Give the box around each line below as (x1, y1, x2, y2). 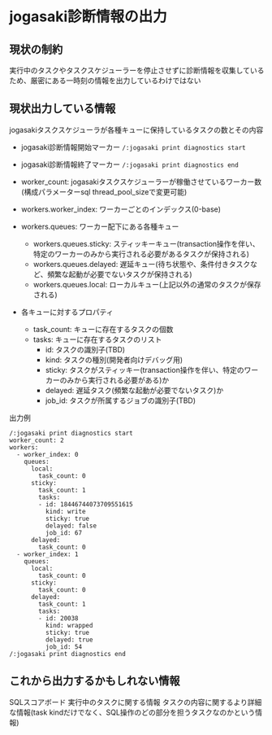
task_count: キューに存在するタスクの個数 (32, 324, 174, 334)
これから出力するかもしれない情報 (9, 674, 180, 688)
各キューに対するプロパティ (20, 307, 114, 317)
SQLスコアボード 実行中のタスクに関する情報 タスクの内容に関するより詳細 (9, 697, 262, 707)
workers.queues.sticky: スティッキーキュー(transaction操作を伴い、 (32, 238, 260, 248)
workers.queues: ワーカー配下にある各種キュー (20, 221, 179, 231)
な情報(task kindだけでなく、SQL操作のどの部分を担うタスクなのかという (9, 707, 256, 717)
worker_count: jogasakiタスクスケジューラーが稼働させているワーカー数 (20, 177, 262, 186)
